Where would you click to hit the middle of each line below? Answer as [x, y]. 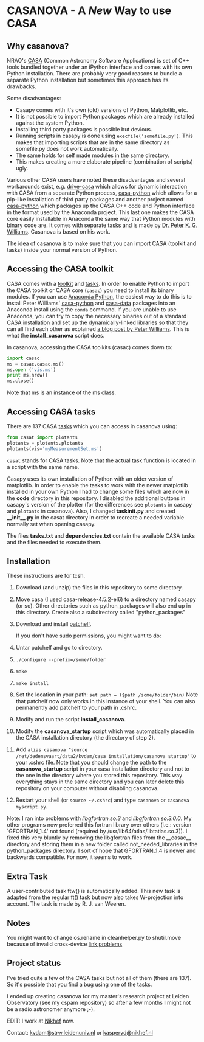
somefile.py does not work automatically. [67, 149]
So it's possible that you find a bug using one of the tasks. [80, 984]
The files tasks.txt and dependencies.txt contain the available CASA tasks [101, 535]
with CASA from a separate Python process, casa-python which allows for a [102, 193]
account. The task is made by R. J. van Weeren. [66, 904]
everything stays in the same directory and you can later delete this [100, 782]
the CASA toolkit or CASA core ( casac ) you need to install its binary [90, 290]
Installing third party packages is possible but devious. [84, 129]
